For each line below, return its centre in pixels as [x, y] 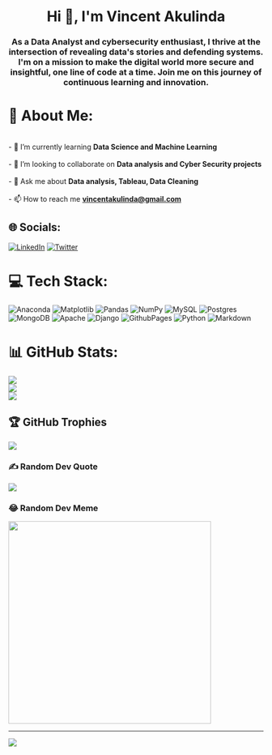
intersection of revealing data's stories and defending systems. [136, 52]
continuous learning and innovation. [136, 83]
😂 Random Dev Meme [53, 508]
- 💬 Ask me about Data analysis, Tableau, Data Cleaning [104, 181]
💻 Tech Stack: [58, 282]
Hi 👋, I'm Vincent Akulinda [136, 17]
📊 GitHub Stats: [64, 352]
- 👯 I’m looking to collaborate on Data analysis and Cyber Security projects [135, 164]
